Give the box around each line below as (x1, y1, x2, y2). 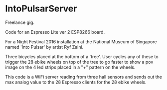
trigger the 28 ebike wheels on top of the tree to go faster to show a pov (5, 59, 154, 65)
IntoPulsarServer (5, 3, 77, 14)
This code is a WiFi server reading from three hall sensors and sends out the (5, 74, 162, 80)
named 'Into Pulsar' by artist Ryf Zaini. (5, 44, 84, 50)
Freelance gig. (5, 19, 35, 25)
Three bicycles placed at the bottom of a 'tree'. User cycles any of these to (5, 53, 159, 60)
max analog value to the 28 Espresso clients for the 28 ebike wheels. (5, 79, 147, 85)
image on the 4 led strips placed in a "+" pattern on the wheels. (5, 64, 136, 70)
